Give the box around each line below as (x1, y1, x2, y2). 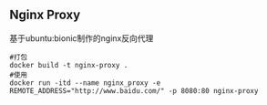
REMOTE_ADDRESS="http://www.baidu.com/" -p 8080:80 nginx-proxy (9, 86, 259, 95)
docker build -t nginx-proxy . (9, 60, 128, 69)
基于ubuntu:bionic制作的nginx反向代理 (9, 32, 154, 44)
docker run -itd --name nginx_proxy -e (9, 78, 161, 88)
